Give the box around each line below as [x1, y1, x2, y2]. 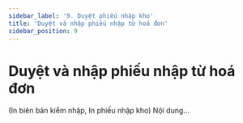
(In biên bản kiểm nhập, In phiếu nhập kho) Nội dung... [8, 106, 190, 116]
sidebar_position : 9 [8, 27, 79, 35]
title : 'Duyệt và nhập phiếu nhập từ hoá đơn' [8, 19, 168, 28]
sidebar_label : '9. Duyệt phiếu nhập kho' [8, 11, 154, 20]
